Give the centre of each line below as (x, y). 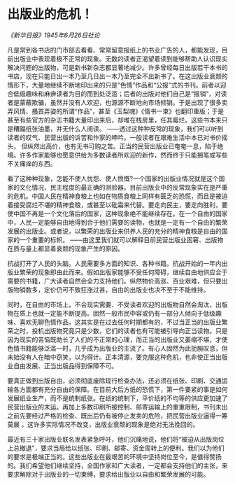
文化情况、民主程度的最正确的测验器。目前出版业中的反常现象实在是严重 (123, 187)
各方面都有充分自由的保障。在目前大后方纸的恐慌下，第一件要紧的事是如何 (120, 389)
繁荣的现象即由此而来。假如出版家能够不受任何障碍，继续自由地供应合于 (123, 272)
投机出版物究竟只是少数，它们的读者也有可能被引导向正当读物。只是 (129, 330)
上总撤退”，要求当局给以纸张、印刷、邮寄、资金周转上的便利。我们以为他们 (116, 448)
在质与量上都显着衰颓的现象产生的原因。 (65, 248)
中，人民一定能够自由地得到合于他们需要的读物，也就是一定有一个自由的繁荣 (117, 222)
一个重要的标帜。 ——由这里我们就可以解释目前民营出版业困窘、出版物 (121, 239)
